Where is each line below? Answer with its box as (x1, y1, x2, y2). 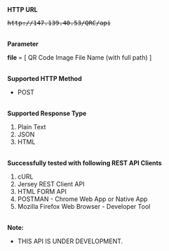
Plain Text (17, 123, 46, 131)
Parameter (7, 40, 39, 48)
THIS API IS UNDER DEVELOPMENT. (17, 237, 123, 245)
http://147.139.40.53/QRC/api (7, 19, 111, 27)
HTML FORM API (17, 188, 67, 195)
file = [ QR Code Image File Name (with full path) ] (7, 53, 152, 61)
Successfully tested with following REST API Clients (7, 159, 163, 167)
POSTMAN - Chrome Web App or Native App (17, 195, 148, 203)
